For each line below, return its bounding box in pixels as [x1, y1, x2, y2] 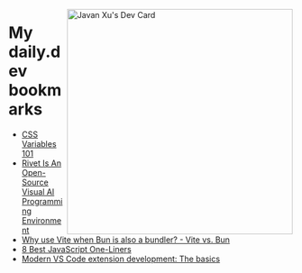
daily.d [8, 41, 61, 62]
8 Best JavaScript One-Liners [21, 243, 132, 254]
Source [21, 177, 49, 187]
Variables [21, 138, 57, 149]
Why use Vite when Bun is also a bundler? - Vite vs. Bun [21, 234, 231, 245]
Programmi [21, 196, 63, 206]
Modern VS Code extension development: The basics [21, 253, 221, 264]
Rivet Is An [21, 158, 62, 168]
